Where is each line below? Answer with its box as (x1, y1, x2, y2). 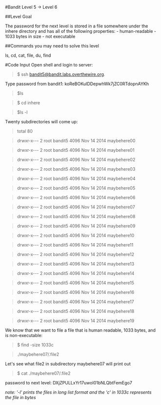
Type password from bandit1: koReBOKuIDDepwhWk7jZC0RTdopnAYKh (5, 81, 149, 87)
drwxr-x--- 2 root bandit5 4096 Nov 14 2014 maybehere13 (17, 261, 135, 267)
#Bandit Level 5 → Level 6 (5, 4, 58, 10)
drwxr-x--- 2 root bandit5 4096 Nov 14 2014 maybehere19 (17, 318, 135, 323)
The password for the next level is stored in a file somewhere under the (5, 23, 148, 29)
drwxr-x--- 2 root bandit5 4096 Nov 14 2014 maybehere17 (17, 299, 134, 305)
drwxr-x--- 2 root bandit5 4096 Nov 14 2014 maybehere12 (17, 251, 135, 257)
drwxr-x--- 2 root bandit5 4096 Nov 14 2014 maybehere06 (17, 195, 136, 200)
